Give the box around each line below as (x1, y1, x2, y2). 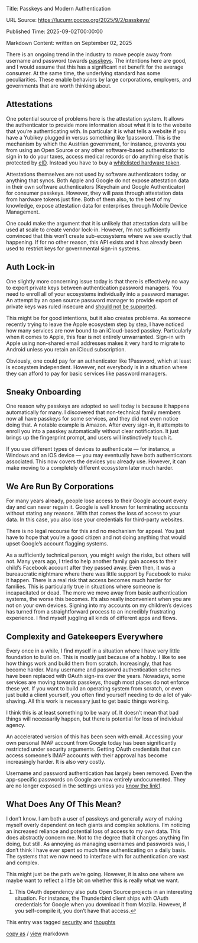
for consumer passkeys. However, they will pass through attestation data (6, 189, 184, 196)
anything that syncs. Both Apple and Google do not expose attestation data (6, 177, 189, 184)
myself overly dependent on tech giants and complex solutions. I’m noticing (6, 821, 190, 828)
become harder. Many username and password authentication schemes (6, 666, 181, 673)
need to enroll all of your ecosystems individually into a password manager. (6, 290, 190, 298)
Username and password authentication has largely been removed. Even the (6, 770, 193, 777)
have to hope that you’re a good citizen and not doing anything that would (6, 534, 186, 541)
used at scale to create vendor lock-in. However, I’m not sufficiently (6, 226, 171, 233)
